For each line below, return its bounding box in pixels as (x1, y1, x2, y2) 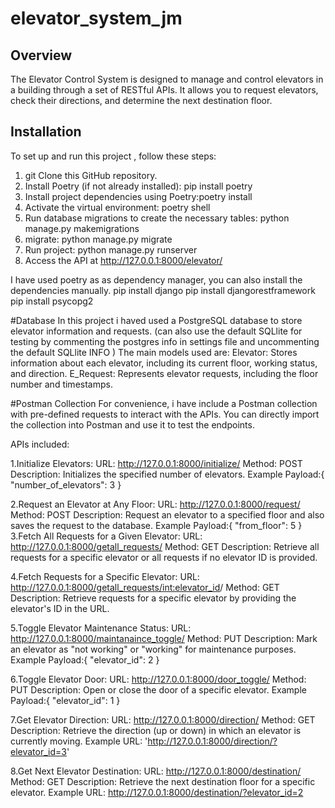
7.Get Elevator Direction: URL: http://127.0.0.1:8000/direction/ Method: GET (10, 713, 316, 726)
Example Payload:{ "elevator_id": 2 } (10, 653, 160, 666)
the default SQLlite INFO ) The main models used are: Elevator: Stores (10, 346, 298, 358)
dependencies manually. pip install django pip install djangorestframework (10, 284, 316, 296)
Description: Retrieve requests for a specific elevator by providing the (10, 592, 297, 604)
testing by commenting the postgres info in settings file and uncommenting (10, 335, 320, 347)
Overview (10, 47, 73, 64)
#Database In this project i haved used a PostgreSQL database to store (10, 314, 303, 326)
